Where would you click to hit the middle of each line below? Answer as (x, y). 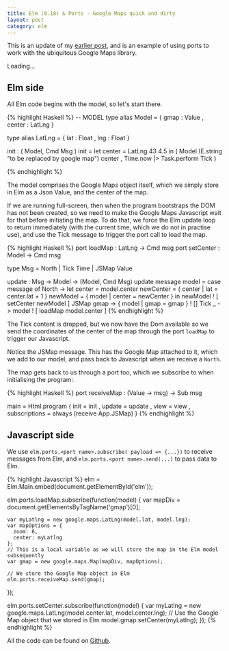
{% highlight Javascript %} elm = (54, 479)
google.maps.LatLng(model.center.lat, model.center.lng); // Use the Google (113, 613)
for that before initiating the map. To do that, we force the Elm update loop (111, 220)
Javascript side (41, 435)
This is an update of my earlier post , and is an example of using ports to (108, 46)
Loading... (21, 66)
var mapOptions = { (35, 526)
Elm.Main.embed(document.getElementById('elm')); (80, 486)
